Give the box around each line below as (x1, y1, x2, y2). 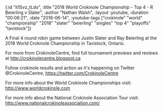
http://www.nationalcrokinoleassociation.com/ (5, 100, 100, 106)
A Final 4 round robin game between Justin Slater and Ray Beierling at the (5, 35, 157, 41)
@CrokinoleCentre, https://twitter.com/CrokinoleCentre (5, 70, 119, 76)
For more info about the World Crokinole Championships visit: (5, 80, 132, 86)
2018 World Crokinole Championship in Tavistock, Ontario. (5, 40, 125, 46)
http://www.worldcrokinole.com (5, 85, 70, 91)
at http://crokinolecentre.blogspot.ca (5, 55, 81, 61)
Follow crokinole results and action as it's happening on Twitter (5, 65, 135, 71)
